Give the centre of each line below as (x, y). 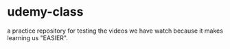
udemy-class (45, 12)
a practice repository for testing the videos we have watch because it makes (115, 31)
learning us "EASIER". (38, 37)
